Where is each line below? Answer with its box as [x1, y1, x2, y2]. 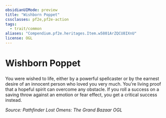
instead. [5, 97, 22, 103]
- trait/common [10, 26, 42, 31]
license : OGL [5, 36, 33, 41]
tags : [5, 21, 17, 27]
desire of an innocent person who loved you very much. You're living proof [5, 81, 161, 87]
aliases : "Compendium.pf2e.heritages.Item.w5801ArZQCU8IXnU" [5, 31, 137, 36]
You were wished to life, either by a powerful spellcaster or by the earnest [5, 75, 159, 82]
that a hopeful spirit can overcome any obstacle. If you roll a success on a [5, 86, 159, 92]
